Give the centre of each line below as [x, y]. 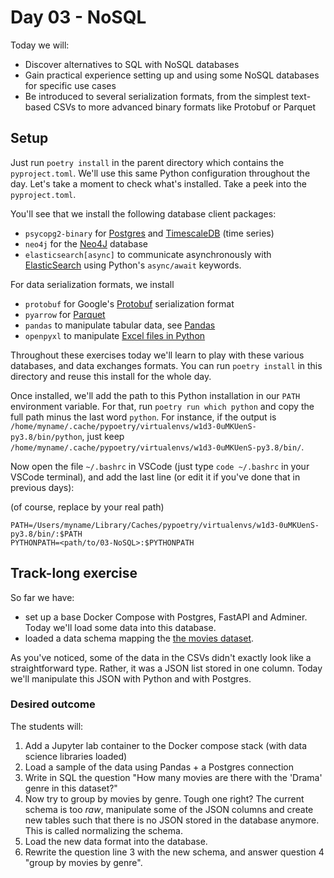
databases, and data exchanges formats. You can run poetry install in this [166, 365]
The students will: [47, 726]
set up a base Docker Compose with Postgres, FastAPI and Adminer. [166, 617]
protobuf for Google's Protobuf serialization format [129, 303]
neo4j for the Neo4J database [86, 243]
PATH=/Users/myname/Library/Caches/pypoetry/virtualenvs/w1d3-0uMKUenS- [165, 525]
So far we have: [42, 597]
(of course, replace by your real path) [87, 507]
